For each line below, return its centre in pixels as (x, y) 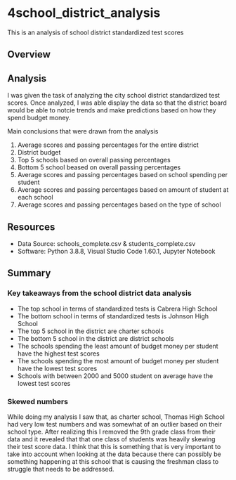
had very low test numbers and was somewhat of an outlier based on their (115, 424)
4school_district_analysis (84, 13)
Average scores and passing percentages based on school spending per (123, 175)
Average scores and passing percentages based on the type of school (119, 205)
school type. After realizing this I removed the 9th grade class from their (111, 432)
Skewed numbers (38, 401)
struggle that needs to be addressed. (61, 469)
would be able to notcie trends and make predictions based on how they (112, 110)
